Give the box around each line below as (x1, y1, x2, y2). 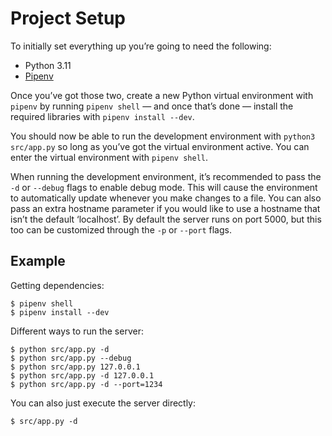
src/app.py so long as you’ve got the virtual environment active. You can (10, 140, 310, 152)
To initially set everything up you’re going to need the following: (10, 40, 272, 52)
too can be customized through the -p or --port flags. (10, 223, 232, 236)
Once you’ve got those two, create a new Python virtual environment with (10, 89, 314, 101)
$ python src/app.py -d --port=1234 (10, 379, 163, 389)
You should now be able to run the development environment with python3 (10, 130, 316, 142)
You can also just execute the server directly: (10, 397, 197, 409)
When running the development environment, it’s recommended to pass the (10, 170, 322, 182)
